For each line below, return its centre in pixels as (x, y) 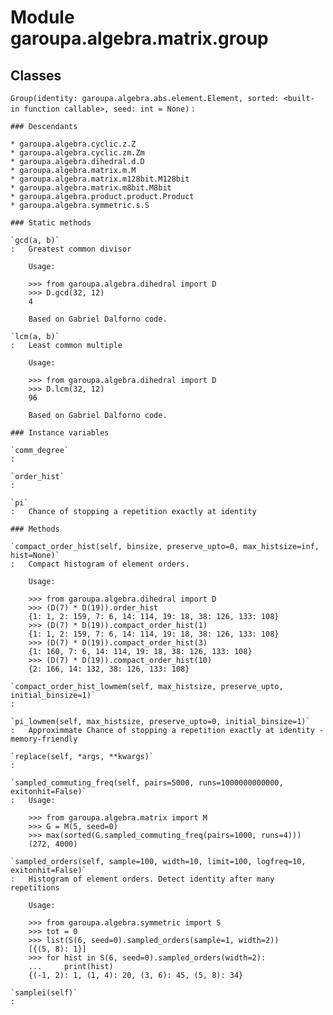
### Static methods (51, 223)
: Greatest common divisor (71, 249)
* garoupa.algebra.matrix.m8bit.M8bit (91, 188)
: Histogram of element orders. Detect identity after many (142, 879)
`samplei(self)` (44, 993)
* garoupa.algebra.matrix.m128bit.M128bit (100, 179)
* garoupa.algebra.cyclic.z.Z (73, 144)
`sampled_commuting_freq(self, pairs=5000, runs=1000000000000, (147, 783)
